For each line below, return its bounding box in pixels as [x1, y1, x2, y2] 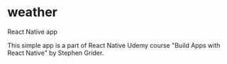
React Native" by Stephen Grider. [7, 49, 104, 57]
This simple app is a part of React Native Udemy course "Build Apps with [7, 41, 221, 49]
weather [7, 4, 58, 20]
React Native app [7, 27, 58, 36]
